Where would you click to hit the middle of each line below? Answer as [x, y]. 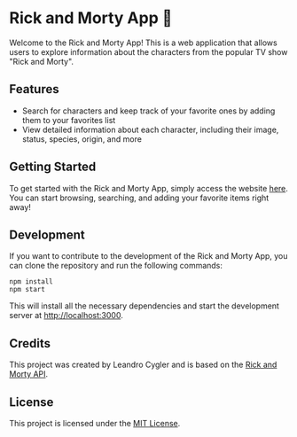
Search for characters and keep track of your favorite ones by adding [148, 111]
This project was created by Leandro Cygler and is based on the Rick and [143, 365]
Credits [30, 343]
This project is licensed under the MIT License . [95, 423]
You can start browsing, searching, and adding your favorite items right [139, 198]
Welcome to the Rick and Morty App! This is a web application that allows [143, 43]
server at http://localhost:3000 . [66, 316]
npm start [27, 290]
